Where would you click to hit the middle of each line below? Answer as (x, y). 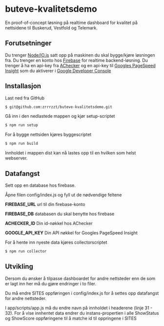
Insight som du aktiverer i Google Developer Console (58, 71)
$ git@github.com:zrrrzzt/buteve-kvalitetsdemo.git (59, 107)
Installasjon (23, 86)
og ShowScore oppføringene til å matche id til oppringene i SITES (71, 318)
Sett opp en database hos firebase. (41, 185)
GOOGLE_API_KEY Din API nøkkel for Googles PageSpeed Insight (71, 233)
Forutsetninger (28, 43)
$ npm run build (21, 144)
